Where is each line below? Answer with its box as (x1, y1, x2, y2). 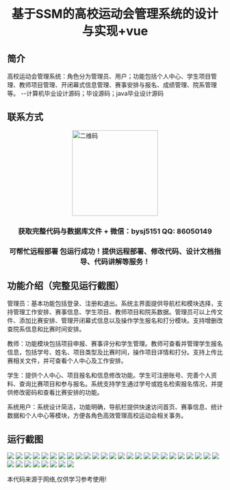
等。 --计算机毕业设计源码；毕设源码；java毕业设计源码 (7, 90, 164, 97)
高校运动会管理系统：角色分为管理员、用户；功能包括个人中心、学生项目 (7, 73, 211, 80)
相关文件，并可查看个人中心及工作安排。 (12, 357, 127, 365)
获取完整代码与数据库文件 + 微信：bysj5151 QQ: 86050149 (18, 227, 212, 236)
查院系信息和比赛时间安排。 (7, 325, 86, 333)
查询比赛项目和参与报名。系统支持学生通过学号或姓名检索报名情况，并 (18, 380, 217, 388)
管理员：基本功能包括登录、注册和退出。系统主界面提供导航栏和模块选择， (7, 299, 217, 308)
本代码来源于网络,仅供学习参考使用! (7, 475, 107, 483)
